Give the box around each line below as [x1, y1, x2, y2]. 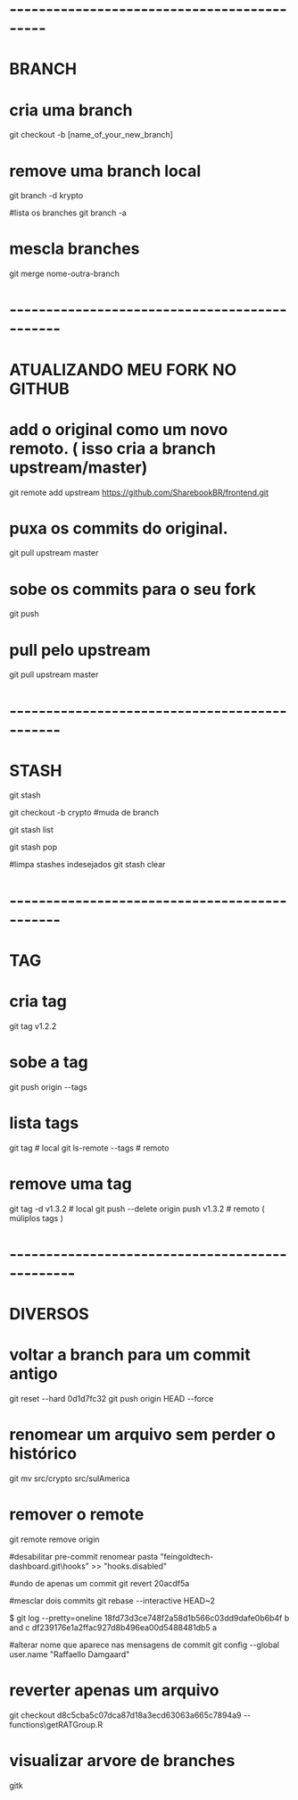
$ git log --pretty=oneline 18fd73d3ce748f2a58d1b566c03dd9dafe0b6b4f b [9, 1612, 290, 1623]
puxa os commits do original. [9, 518, 228, 539]
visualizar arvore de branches [9, 1750, 236, 1771]
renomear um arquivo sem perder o [9, 1425, 277, 1445]
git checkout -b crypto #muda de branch [9, 808, 159, 818]
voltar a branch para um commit [9, 1344, 252, 1365]
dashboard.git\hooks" [9, 1561, 89, 1571]
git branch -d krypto [9, 190, 84, 201]
